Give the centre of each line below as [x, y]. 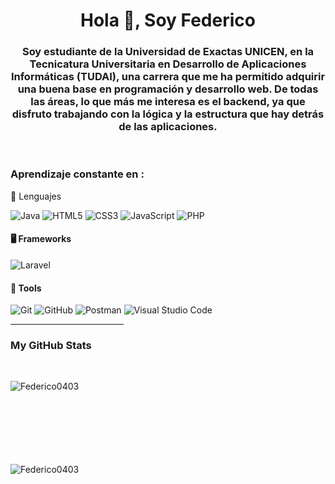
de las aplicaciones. [168, 127]
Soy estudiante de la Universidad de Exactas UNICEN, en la [168, 52]
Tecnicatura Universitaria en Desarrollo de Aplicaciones [168, 64]
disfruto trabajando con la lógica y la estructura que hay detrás [168, 114]
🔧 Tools [26, 288]
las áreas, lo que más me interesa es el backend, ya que [168, 102]
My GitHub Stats [51, 346]
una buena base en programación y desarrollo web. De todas [168, 89]
